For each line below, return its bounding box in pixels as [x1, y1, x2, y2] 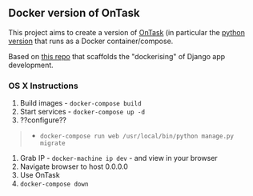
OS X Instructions [8, 80, 78, 91]
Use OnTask [19, 170, 60, 180]
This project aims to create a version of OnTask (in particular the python [8, 27, 246, 37]
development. [8, 60, 54, 70]
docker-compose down [19, 180, 89, 189]
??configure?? [19, 115, 66, 125]
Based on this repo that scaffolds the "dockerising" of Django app [8, 51, 226, 61]
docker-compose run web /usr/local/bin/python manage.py [39, 132, 235, 141]
